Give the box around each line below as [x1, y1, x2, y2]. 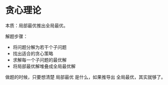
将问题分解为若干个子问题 [12, 44, 67, 50]
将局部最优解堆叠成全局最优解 [12, 63, 76, 69]
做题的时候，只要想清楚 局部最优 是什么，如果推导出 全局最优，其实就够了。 [5, 74, 166, 80]
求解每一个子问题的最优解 [12, 56, 67, 63]
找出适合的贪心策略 [12, 50, 54, 56]
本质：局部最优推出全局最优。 [5, 22, 68, 29]
